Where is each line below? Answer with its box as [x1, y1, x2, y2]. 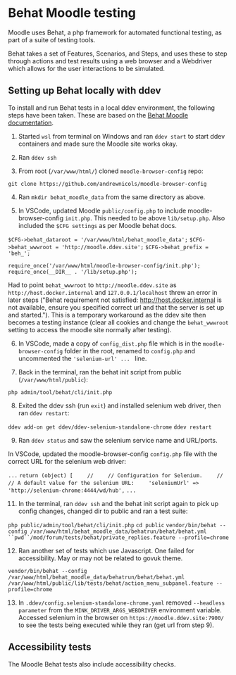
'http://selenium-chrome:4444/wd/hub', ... [8, 487, 137, 494]
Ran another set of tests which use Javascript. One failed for [18, 546, 194, 555]
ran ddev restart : [18, 408, 70, 417]
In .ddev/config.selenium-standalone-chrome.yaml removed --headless [18, 598, 225, 607]
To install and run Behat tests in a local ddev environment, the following [8, 103, 216, 112]
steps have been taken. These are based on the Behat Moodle [8, 111, 189, 119]
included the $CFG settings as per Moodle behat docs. [18, 221, 177, 229]
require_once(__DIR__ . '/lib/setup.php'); [8, 268, 138, 275]
